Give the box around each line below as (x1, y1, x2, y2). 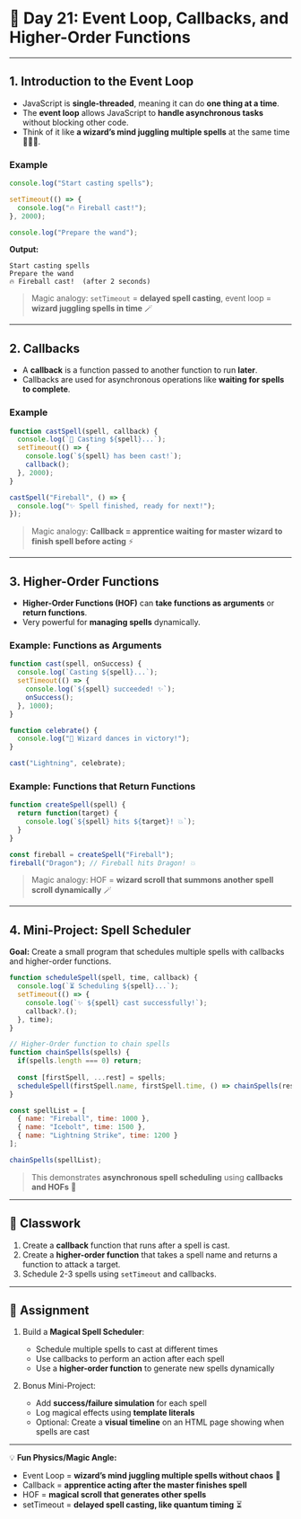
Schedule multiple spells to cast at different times (35, 1344, 219, 1355)
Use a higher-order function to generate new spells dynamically (35, 1363, 275, 1373)
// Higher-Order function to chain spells (9, 1039, 170, 1049)
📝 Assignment (9, 1303, 90, 1318)
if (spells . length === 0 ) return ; (17, 1056, 142, 1065)
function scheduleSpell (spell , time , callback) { (9, 974, 199, 983)
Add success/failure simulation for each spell (35, 1398, 208, 1409)
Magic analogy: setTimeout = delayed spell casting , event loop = (30, 293, 271, 304)
